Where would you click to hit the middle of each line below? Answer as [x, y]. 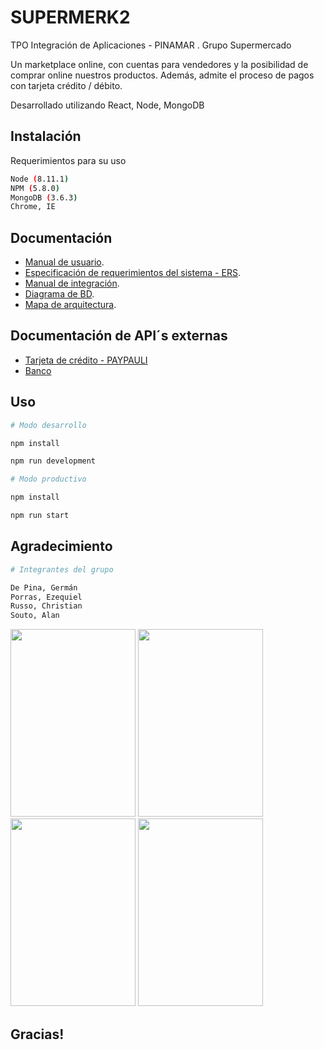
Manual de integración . [72, 283]
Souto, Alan [35, 616]
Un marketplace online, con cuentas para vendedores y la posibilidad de [159, 64]
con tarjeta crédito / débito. [66, 85]
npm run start [40, 516]
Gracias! [37, 1034]
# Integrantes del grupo [62, 569]
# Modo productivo [48, 479]
